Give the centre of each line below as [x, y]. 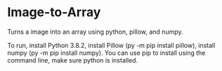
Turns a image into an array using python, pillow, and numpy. [96, 32]
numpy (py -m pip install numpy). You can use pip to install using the [106, 53]
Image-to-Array [54, 12]
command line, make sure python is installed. [73, 60]
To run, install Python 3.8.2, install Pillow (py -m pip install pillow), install [111, 45]
